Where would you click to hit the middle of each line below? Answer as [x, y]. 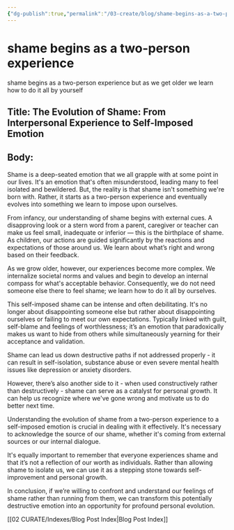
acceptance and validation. [46, 341]
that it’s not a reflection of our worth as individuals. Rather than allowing [110, 462]
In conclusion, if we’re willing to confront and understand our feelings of [110, 491]
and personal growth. [77, 477]
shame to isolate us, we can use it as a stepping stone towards [97, 470]
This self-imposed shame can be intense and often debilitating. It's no [107, 304]
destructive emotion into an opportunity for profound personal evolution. [111, 506]
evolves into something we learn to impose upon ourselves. [93, 204]
